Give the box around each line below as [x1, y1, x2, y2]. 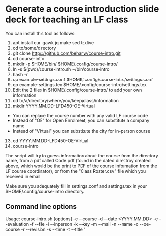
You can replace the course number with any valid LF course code [12, 112, 148, 118]
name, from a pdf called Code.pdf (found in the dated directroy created [5, 157, 151, 163]
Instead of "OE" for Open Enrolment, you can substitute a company [12, 118, 150, 123]
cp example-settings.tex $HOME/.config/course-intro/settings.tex [12, 81, 147, 87]
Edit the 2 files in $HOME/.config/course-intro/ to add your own [12, 87, 142, 93]
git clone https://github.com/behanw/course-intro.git [12, 50, 121, 56]
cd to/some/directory [12, 45, 56, 51]
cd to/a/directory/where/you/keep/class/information [12, 97, 119, 103]
